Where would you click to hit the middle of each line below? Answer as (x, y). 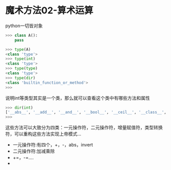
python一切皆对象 (24, 26)
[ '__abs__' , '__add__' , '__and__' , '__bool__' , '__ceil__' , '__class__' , (86, 112)
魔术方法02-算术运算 (49, 10)
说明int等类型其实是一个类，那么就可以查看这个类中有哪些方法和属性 (78, 98)
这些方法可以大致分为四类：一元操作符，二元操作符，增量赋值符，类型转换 (84, 128)
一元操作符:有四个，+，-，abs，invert (53, 145)
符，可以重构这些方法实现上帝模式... (43, 134)
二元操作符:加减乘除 (34, 151)
